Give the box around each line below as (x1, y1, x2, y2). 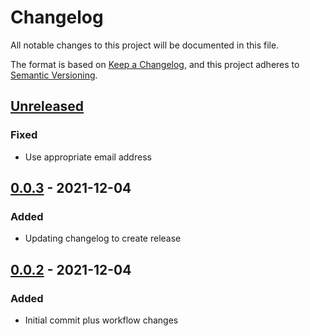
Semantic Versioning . (10, 69, 98, 81)
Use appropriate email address (24, 151, 152, 163)
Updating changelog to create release (24, 232, 182, 245)
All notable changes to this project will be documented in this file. (10, 39, 280, 51)
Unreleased (10, 98, 85, 115)
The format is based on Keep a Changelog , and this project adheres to (10, 58, 300, 70)
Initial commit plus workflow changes (24, 314, 179, 326)
